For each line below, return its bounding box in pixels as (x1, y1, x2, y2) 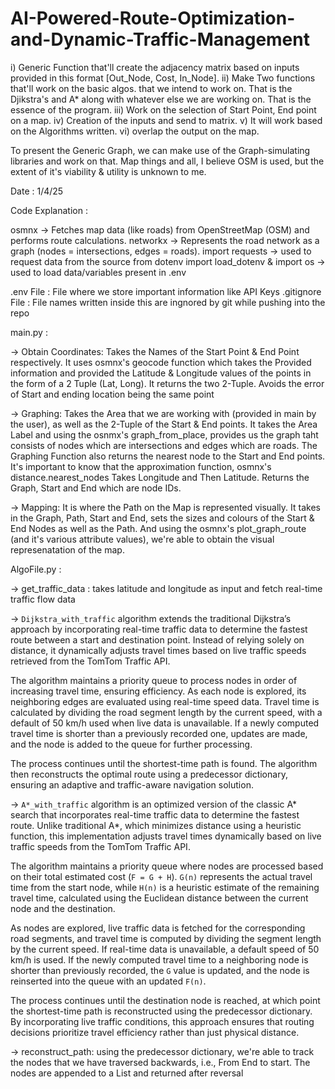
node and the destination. (10, 902, 116, 914)
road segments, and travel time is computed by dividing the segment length (10, 932, 322, 944)
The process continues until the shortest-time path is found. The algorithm (10, 757, 318, 769)
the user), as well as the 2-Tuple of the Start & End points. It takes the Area (10, 418, 318, 430)
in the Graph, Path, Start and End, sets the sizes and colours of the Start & (10, 512, 315, 524)
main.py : (10, 326, 48, 338)
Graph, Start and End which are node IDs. (10, 482, 182, 494)
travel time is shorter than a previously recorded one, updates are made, (10, 727, 308, 739)
